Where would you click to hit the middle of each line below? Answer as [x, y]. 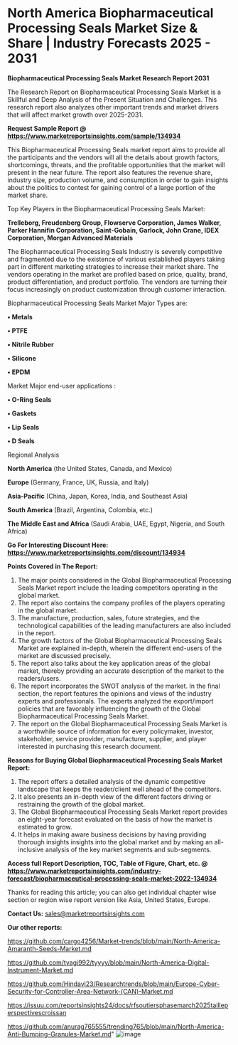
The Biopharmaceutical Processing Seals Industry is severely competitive [115, 251]
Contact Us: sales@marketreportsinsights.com [76, 913]
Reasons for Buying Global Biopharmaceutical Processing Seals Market [115, 760]
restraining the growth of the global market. [81, 804]
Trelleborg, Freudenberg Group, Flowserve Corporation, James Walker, [114, 223]
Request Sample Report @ [47, 128]
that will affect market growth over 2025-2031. [75, 115]
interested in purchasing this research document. [90, 746]
